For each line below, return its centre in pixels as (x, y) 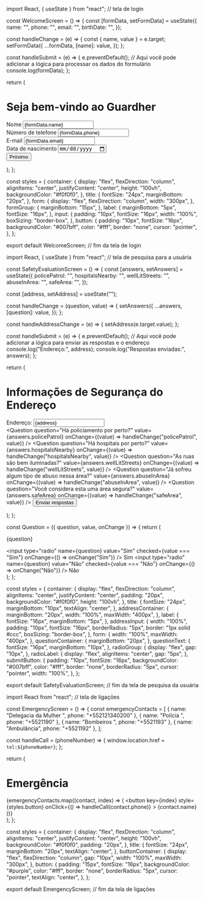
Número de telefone (32, 132)
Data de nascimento (32, 149)
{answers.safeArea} (32, 495)
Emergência (38, 784)
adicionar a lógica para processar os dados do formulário (79, 64)
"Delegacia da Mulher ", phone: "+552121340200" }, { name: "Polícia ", (95, 715)
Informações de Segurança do (85, 392)
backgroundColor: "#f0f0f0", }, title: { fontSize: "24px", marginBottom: (95, 195)
